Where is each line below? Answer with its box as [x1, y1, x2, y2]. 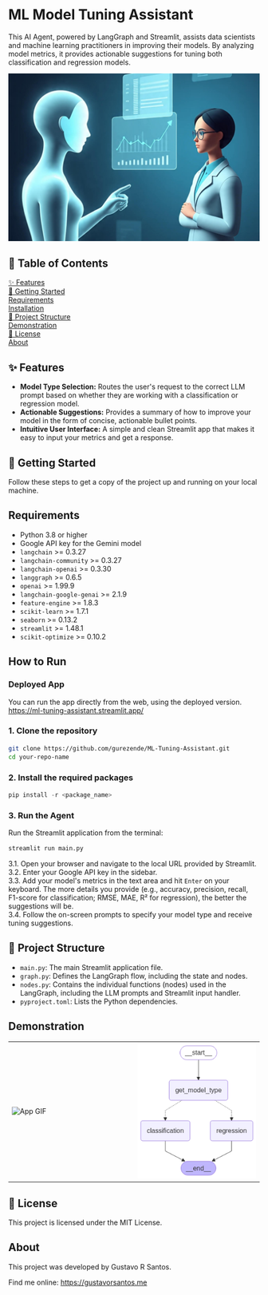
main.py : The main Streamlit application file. [19, 962, 164, 972]
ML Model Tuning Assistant [8, 6, 194, 24]
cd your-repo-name [8, 753, 69, 761]
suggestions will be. [8, 901, 74, 911]
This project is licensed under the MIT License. [8, 1218, 163, 1227]
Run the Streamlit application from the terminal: [8, 828, 164, 838]
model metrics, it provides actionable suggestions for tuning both [8, 49, 223, 58]
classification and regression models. [8, 57, 132, 67]
